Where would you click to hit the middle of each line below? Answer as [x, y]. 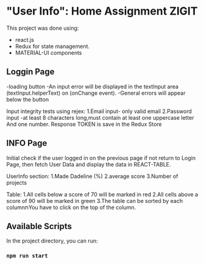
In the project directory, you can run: [52, 241]
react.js [25, 40]
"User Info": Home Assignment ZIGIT [102, 11]
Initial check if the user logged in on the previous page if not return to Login [101, 158]
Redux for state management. [52, 46]
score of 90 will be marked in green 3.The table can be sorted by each [95, 201]
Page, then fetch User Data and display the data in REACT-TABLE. [89, 164]
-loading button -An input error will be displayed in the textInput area [92, 86]
